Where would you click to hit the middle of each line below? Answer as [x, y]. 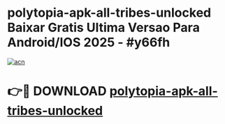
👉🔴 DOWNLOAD [57, 91]
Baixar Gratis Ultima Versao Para [104, 28]
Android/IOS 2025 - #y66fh [89, 42]
